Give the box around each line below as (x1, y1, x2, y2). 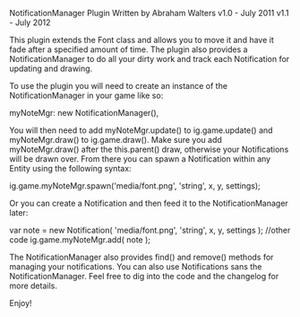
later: (9, 207, 29, 218)
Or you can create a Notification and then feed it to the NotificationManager (9, 198, 288, 208)
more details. (9, 280, 58, 291)
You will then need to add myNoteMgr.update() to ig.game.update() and (9, 125, 273, 136)
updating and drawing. (9, 63, 93, 74)
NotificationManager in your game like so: (9, 90, 164, 101)
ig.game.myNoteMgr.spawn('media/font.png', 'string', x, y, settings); (9, 181, 261, 191)
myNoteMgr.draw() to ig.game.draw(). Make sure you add (9, 135, 222, 145)
